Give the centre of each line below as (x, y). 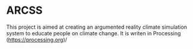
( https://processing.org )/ (37, 39)
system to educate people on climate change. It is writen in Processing (94, 33)
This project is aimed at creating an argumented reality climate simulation (97, 27)
